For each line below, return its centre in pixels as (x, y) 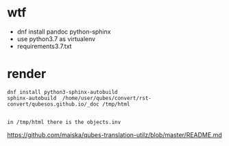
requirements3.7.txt (44, 46)
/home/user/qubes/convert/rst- (107, 98)
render (27, 74)
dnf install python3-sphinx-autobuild (62, 92)
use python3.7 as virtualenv (56, 38)
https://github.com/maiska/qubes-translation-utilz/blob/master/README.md (115, 134)
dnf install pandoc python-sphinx (64, 32)
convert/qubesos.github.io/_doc (53, 104)
